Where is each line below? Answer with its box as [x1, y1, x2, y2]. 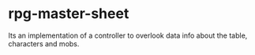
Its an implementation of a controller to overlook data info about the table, [8, 31, 248, 40]
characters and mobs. [8, 38, 80, 48]
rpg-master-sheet [8, 5, 129, 23]
